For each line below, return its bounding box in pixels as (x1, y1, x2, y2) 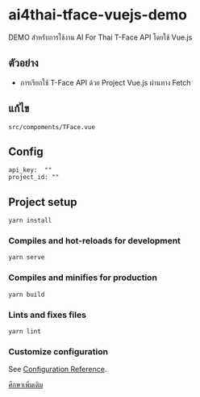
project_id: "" (8, 173, 60, 182)
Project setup (8, 195, 78, 209)
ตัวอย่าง (8, 56, 39, 70)
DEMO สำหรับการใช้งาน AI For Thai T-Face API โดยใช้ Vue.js (8, 32, 193, 42)
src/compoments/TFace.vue (8, 123, 95, 131)
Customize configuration (8, 346, 109, 357)
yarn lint (8, 328, 42, 336)
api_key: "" (8, 166, 52, 174)
